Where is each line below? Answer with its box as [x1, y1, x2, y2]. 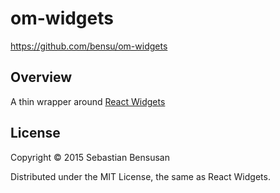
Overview [10, 69, 73, 86]
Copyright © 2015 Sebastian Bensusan [10, 151, 170, 163]
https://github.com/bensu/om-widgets [10, 40, 168, 52]
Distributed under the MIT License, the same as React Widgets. [10, 170, 271, 182]
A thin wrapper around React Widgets [10, 95, 166, 107]
